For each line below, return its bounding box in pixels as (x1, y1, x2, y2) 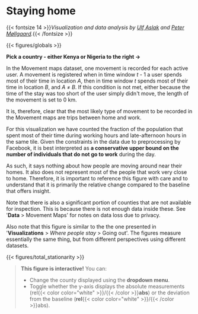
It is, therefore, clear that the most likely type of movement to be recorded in (6, 107, 193, 115)
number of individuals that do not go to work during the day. (6, 150, 156, 158)
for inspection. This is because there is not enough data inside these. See (6, 205, 186, 212)
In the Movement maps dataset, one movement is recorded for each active (6, 64, 189, 72)
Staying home (6, 4, 76, 18)
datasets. (6, 242, 29, 249)
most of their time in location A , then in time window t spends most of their (6, 77, 189, 84)
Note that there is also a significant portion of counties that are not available (6, 199, 191, 206)
